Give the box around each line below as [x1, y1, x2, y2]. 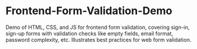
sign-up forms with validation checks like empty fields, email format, [5, 30, 174, 37]
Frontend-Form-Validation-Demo [5, 4, 173, 18]
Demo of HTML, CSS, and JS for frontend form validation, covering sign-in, [5, 24, 190, 31]
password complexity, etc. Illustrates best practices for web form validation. [5, 36, 192, 43]
